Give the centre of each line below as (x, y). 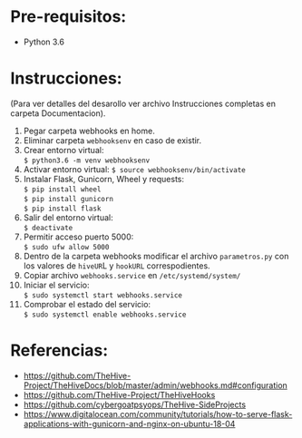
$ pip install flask (62, 209)
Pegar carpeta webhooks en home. (89, 131)
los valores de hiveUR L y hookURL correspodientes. (117, 266)
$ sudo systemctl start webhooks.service (102, 295)
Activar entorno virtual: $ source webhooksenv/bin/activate (134, 169)
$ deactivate (48, 228)
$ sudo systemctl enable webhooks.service (105, 315)
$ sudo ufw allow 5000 (66, 247)
